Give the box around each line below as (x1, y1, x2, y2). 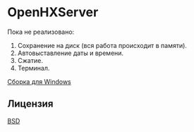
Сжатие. (17, 56, 44, 64)
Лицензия (7, 98, 54, 110)
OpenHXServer (7, 4, 99, 20)
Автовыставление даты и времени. (17, 49, 124, 57)
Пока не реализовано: (7, 28, 75, 36)
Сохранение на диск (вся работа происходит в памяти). (17, 41, 187, 49)
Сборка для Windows (7, 77, 72, 85)
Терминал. (17, 64, 50, 72)
